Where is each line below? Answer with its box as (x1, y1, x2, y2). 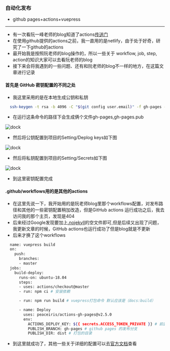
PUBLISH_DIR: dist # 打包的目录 (27, 331, 93, 336)
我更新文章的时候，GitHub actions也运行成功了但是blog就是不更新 (12, 226, 151, 232)
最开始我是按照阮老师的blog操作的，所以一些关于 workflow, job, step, (12, 51, 157, 57)
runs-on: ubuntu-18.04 (18, 275, 67, 280)
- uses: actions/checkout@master (18, 284, 90, 289)
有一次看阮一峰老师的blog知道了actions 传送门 (12, 31, 108, 37)
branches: (18, 256, 39, 261)
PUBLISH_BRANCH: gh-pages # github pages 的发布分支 (27, 326, 138, 331)
